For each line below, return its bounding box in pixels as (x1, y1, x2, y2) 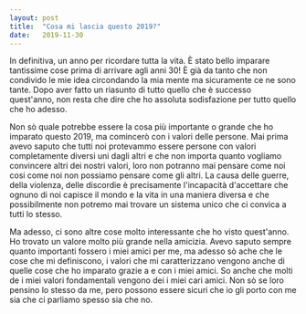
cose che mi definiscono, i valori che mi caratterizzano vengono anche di (9, 256, 285, 267)
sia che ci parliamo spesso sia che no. (9, 294, 153, 306)
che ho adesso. (9, 104, 68, 115)
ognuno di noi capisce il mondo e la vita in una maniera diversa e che (9, 189, 269, 201)
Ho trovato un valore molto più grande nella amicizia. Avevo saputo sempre (9, 236, 292, 247)
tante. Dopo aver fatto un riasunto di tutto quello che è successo (9, 84, 252, 96)
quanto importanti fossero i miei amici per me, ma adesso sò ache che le (9, 246, 283, 256)
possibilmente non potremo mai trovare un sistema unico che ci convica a (9, 199, 287, 210)
